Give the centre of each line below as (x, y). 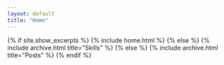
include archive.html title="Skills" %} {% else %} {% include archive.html (113, 48)
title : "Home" (28, 20)
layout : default (31, 14)
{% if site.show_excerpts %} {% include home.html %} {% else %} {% (109, 40)
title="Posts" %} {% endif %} (50, 55)
